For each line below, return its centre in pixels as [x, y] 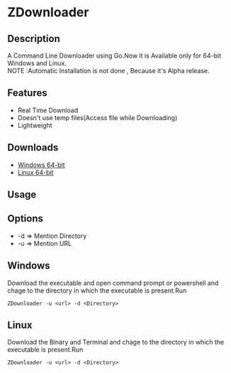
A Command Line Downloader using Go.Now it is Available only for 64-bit [114, 55]
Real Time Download [48, 110]
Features [27, 93]
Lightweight [35, 125]
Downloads [33, 147]
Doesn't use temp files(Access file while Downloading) [97, 117]
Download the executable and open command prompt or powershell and [113, 283]
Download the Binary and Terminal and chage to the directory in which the [116, 342]
